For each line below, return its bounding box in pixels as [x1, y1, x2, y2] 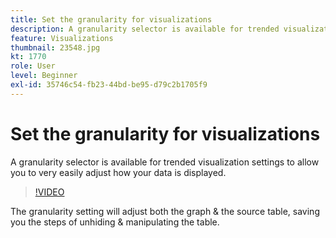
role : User [10, 61, 56, 71]
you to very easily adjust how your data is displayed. [10, 166, 227, 178]
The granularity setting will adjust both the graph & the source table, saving [10, 205, 320, 217]
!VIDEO [34, 186, 65, 198]
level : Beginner [10, 71, 78, 81]
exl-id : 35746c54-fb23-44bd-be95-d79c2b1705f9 [10, 80, 208, 90]
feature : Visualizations [10, 33, 114, 43]
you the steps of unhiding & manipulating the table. [10, 216, 220, 228]
